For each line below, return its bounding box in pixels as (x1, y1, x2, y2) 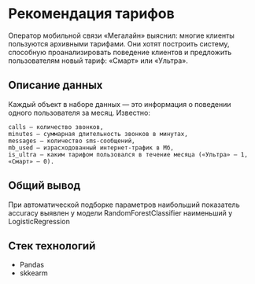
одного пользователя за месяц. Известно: (8, 108, 151, 117)
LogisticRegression (8, 216, 71, 226)
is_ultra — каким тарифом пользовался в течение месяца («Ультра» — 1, (8, 150, 248, 158)
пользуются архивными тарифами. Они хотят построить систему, (8, 39, 230, 48)
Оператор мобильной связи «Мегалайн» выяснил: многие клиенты (8, 31, 235, 40)
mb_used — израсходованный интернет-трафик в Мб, (8, 143, 175, 152)
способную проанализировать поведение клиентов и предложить (8, 47, 232, 57)
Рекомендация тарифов (8, 5, 175, 23)
